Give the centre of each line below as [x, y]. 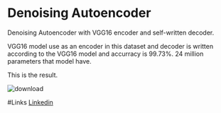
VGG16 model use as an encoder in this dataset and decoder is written [110, 46]
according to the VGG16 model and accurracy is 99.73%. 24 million [106, 54]
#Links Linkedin [30, 102]
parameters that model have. [50, 61]
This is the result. [33, 75]
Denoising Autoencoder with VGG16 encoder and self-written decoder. [111, 32]
